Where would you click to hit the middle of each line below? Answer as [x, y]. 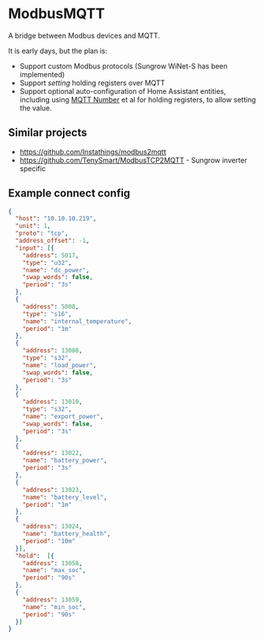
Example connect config [69, 193]
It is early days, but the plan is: [58, 50]
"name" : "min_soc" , [54, 607]
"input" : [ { [35, 248]
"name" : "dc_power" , [56, 270]
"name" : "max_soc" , [54, 571]
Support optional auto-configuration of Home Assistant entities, [123, 91]
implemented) [42, 74]
